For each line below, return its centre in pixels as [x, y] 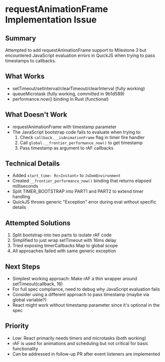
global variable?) [29, 300]
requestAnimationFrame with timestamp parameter [64, 127]
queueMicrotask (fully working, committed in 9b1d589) [68, 94]
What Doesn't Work [36, 115]
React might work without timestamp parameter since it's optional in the [86, 305]
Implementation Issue [51, 20]
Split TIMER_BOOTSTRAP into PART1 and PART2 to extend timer [78, 191]
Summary [21, 38]
